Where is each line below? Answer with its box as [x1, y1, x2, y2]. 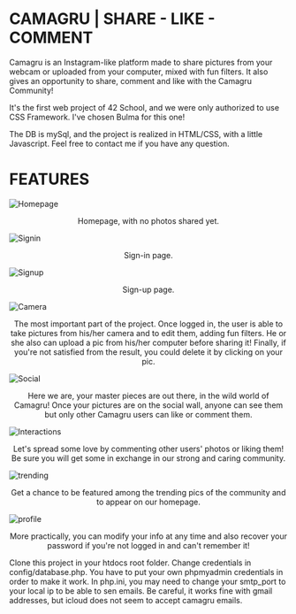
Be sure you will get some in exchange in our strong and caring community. [11, 452, 286, 464]
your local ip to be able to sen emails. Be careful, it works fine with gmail [9, 585, 273, 596]
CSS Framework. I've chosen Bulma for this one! [9, 111, 186, 122]
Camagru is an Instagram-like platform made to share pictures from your [9, 57, 273, 67]
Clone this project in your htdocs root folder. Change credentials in [9, 557, 252, 568]
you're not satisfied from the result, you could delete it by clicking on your [14, 346, 283, 357]
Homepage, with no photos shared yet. [78, 215, 219, 226]
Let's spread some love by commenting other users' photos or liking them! [12, 443, 285, 454]
